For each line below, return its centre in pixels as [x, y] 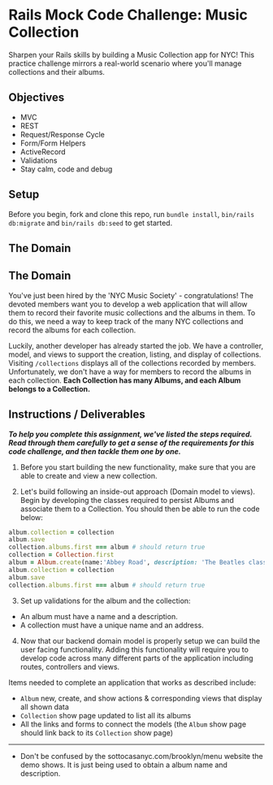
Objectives [37, 98]
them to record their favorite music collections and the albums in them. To [132, 312]
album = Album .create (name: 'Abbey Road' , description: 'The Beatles [127, 562]
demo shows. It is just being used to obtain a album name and [123, 765]
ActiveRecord [43, 151]
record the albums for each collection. [72, 330]
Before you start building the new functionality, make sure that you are [138, 467]
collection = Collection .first [61, 555]
